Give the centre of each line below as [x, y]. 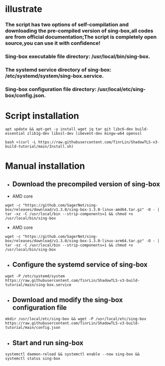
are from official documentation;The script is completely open [81, 37]
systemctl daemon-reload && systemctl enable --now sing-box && [72, 354]
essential [15, 133]
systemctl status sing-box [33, 359]
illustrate [24, 9]
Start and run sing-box [48, 343]
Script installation [42, 116]
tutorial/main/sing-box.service [38, 285]
